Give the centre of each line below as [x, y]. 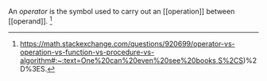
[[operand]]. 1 [31, 20]
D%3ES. [33, 68]
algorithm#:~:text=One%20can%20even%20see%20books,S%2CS [132, 60]
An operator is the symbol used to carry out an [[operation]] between [122, 11]
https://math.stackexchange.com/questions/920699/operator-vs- [128, 43]
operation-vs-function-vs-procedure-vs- [87, 52]
